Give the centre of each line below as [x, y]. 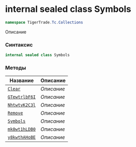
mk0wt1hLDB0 [22, 129]
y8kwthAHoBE [22, 137]
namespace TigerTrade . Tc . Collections [44, 22]
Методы [16, 68]
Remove [15, 113]
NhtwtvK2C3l [22, 105]
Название [22, 80]
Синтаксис [19, 45]
